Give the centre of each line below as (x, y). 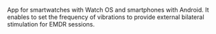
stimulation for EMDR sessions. (51, 24)
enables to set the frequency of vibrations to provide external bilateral (106, 17)
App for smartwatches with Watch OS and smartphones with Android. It (108, 10)
